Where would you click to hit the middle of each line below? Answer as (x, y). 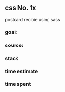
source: (14, 45)
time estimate (22, 71)
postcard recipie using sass (32, 19)
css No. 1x (21, 8)
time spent (18, 84)
